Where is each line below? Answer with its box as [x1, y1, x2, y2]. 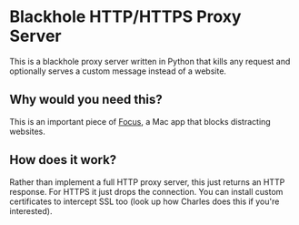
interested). [9, 205, 53, 216]
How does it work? [9, 152, 117, 168]
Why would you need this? [9, 92, 164, 107]
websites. [9, 126, 45, 137]
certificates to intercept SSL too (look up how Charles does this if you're [9, 196, 280, 207]
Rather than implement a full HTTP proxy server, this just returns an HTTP [9, 176, 285, 188]
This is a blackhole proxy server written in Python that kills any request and [9, 56, 291, 66]
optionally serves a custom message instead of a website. [9, 66, 227, 77]
